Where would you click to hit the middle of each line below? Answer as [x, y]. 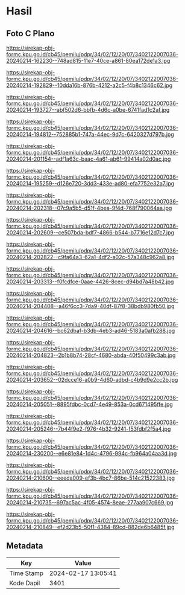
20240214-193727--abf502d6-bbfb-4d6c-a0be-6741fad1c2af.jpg [88, 110]
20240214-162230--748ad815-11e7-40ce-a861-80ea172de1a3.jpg [88, 61]
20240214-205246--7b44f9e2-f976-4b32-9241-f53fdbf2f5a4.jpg [89, 429]
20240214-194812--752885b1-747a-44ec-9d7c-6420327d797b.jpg [90, 134]
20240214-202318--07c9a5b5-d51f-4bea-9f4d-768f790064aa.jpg [89, 208]
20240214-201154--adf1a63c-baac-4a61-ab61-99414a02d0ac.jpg [89, 159]
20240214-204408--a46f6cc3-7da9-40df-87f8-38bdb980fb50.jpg [90, 306]
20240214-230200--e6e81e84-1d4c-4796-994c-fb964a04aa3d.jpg [92, 453]
